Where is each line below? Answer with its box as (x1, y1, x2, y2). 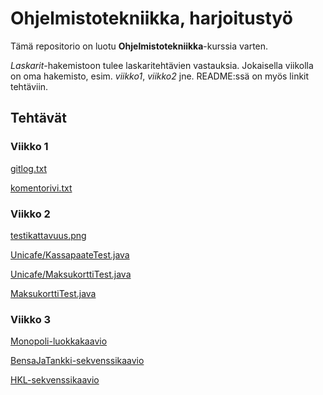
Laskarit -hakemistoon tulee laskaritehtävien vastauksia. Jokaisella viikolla (10, 59, 314, 71)
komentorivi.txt (10, 182, 73, 194)
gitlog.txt (10, 162, 48, 174)
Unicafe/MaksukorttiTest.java (10, 268, 132, 280)
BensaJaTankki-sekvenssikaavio (10, 355, 145, 367)
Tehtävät (10, 110, 67, 127)
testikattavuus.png (10, 229, 87, 241)
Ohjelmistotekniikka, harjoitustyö (10, 7, 293, 30)
